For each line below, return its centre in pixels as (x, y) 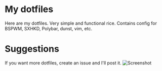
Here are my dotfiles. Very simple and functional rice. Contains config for (81, 23)
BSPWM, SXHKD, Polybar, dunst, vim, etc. (48, 28)
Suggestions (32, 49)
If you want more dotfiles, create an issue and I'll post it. (63, 63)
